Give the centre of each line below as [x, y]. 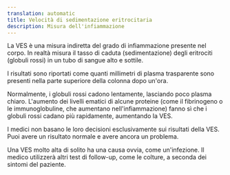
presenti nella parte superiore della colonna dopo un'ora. [88, 81]
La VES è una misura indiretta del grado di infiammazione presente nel [107, 46]
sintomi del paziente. [37, 165]
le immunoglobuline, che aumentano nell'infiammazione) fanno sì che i [107, 109]
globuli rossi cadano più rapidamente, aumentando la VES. [90, 116]
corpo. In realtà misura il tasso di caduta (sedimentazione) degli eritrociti [110, 53]
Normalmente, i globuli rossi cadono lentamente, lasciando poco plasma [109, 94]
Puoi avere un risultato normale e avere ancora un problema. [93, 137]
